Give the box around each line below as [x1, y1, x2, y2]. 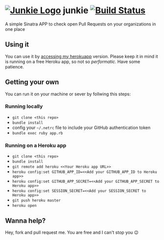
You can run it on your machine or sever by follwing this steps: [5, 91, 131, 97]
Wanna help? [5, 217, 46, 225]
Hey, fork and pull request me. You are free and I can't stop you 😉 [5, 229, 139, 235]
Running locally [5, 103, 43, 110]
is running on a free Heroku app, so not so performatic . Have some [5, 59, 141, 65]
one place [5, 26, 25, 32]
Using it [5, 41, 29, 49]
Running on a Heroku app [5, 142, 67, 149]
